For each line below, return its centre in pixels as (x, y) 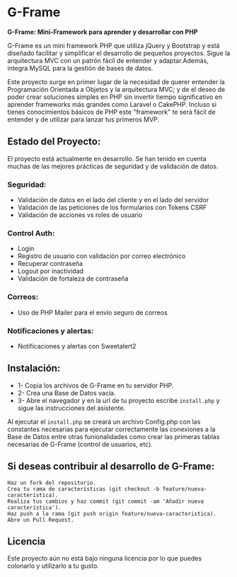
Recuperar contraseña (50, 264)
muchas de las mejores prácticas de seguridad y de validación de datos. (113, 166)
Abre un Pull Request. (41, 520)
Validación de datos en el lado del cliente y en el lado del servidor (113, 200)
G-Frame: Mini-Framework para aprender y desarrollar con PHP (103, 32)
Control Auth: (31, 233)
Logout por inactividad (50, 271)
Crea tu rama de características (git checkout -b (83, 489)
